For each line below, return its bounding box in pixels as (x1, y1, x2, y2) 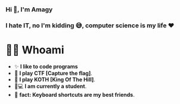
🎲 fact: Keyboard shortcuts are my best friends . (14, 91, 135, 98)
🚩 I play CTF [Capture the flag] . (14, 70, 93, 77)
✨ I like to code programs (14, 62, 78, 70)
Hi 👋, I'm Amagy (5, 5, 53, 14)
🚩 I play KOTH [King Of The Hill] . (14, 75, 96, 83)
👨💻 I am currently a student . (14, 83, 87, 90)
